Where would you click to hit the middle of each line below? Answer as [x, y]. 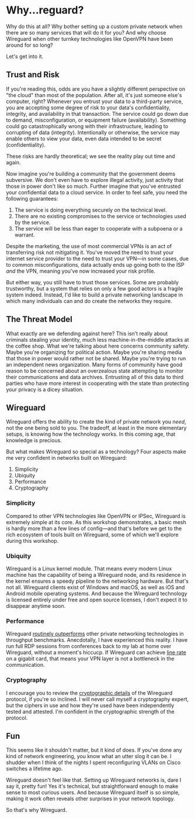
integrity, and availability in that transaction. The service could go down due [97, 113]
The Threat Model [39, 319]
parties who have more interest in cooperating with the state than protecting [97, 383]
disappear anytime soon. [36, 605]
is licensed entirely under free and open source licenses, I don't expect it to [97, 600]
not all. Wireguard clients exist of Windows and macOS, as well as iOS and [95, 587]
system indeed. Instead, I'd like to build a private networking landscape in [94, 295]
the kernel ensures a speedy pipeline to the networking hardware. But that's [97, 581]
